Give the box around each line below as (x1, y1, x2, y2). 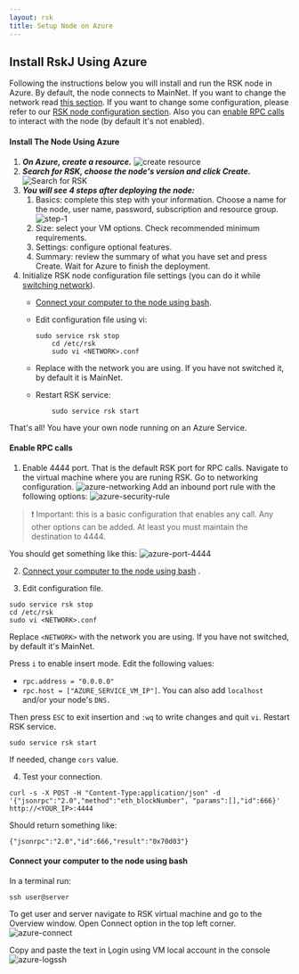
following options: (21, 491, 88, 501)
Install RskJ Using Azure (9, 54, 148, 70)
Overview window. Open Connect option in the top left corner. (9, 918, 237, 929)
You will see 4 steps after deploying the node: (21, 185, 196, 195)
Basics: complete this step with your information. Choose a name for (35, 194, 287, 205)
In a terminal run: (9, 875, 71, 886)
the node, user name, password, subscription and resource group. (35, 203, 279, 214)
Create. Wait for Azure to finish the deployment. (35, 260, 211, 271)
